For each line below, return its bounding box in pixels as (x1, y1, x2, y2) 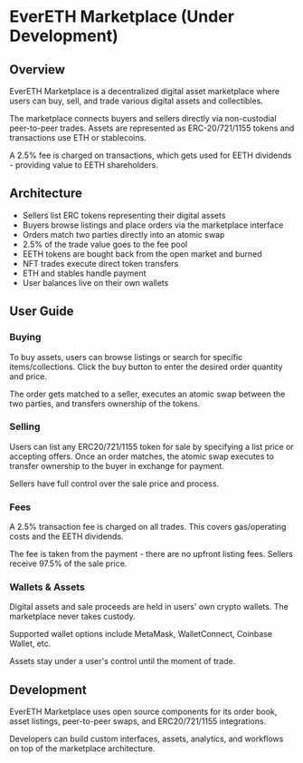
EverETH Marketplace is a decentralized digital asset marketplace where (9, 86, 280, 96)
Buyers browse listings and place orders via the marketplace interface (22, 220, 284, 230)
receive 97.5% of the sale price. (9, 558, 128, 569)
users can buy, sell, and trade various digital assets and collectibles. (9, 95, 264, 106)
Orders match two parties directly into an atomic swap (22, 229, 225, 240)
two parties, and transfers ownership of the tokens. (9, 397, 201, 409)
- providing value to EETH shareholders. (9, 160, 158, 170)
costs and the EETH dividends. (9, 531, 124, 542)
